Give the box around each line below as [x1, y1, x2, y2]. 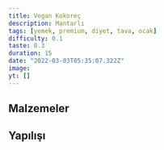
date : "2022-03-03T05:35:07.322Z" [8, 57, 125, 65]
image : [8, 65, 31, 73]
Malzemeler [8, 102, 69, 115]
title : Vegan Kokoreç [8, 11, 82, 20]
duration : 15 [8, 49, 53, 57]
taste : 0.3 [8, 42, 45, 50]
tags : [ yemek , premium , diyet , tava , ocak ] [8, 27, 158, 35]
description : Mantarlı [8, 19, 85, 27]
